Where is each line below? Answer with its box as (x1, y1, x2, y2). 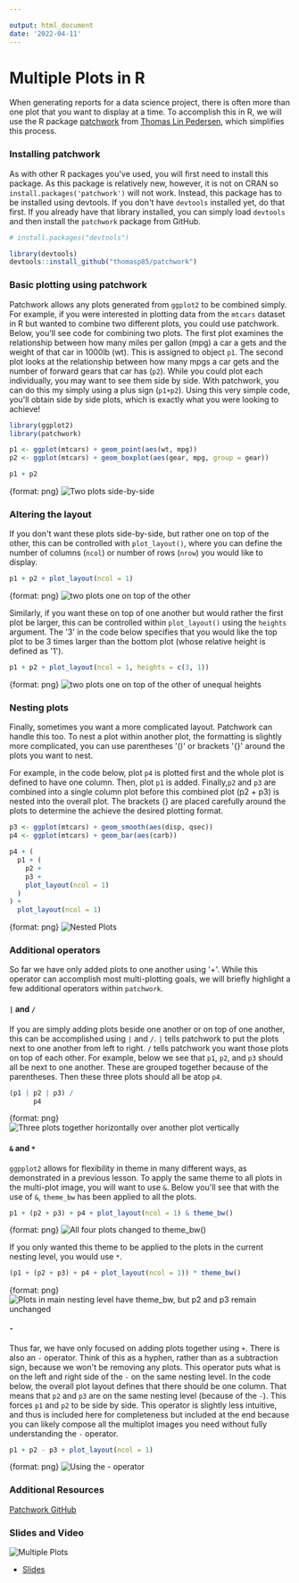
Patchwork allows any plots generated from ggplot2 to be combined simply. (9, 299, 287, 309)
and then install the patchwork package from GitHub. (9, 215, 201, 226)
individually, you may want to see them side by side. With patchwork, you (9, 375, 279, 385)
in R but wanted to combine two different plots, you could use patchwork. (9, 318, 279, 329)
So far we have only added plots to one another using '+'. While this (9, 964, 259, 975)
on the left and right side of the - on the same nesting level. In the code (9, 1371, 271, 1382)
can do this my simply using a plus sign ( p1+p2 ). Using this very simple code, (9, 384, 291, 395)
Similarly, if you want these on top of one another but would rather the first (9, 608, 284, 619)
